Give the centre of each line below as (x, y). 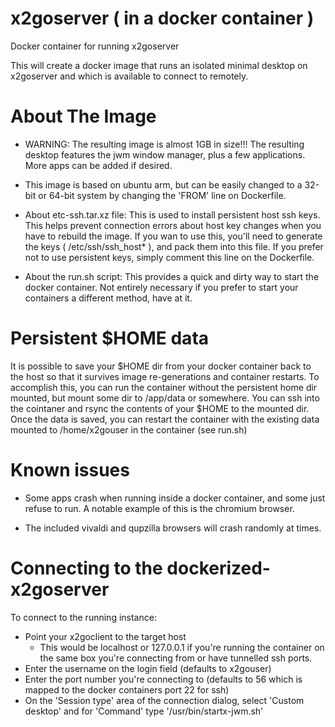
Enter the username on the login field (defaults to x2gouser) (148, 668)
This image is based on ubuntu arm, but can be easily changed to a (163, 184)
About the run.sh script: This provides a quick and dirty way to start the (172, 276)
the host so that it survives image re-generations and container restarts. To (165, 376)
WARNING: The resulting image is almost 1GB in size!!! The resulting (164, 144)
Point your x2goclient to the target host (105, 636)
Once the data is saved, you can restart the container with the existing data (165, 419)
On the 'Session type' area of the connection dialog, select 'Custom (164, 700)
